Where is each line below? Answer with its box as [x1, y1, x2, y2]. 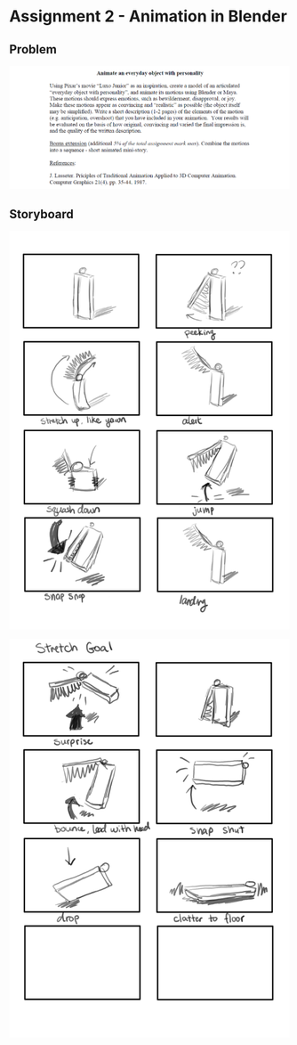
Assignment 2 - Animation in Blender [9, 6, 287, 27]
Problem [9, 42, 58, 57]
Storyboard [9, 207, 74, 222]
